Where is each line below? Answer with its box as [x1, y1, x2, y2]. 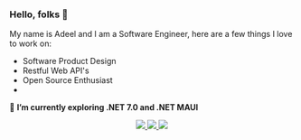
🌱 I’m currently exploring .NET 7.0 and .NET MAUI [9, 102, 199, 113]
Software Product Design [22, 56, 117, 67]
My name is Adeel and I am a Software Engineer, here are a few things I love [9, 29, 293, 40]
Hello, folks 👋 [9, 8, 69, 21]
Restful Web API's [22, 65, 89, 76]
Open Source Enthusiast [22, 75, 113, 86]
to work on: [9, 38, 52, 49]
